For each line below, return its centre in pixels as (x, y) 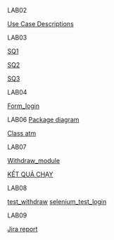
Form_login (24, 106)
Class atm (22, 133)
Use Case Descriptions (40, 24)
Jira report (23, 229)
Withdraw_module (34, 161)
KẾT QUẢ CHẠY (31, 174)
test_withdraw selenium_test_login (57, 202)
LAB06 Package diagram (43, 120)
